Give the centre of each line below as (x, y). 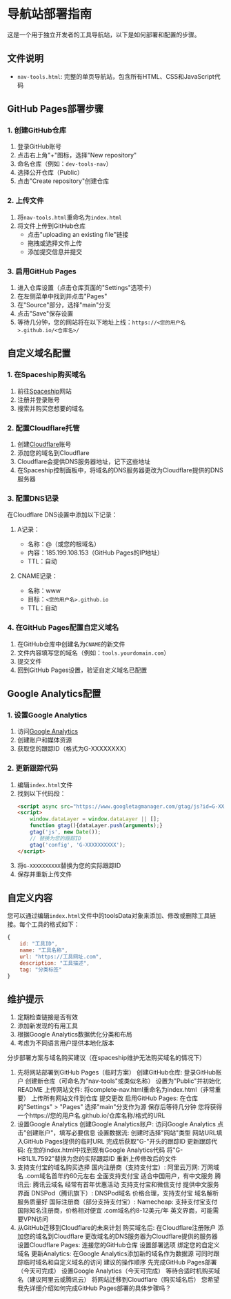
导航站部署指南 (50, 14)
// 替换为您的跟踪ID (56, 838)
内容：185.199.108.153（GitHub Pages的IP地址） (95, 552)
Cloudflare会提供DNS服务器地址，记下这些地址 (83, 462)
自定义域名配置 (39, 353)
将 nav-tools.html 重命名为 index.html (69, 217)
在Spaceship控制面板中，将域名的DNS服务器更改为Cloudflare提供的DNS (120, 470)
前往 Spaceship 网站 (44, 391)
